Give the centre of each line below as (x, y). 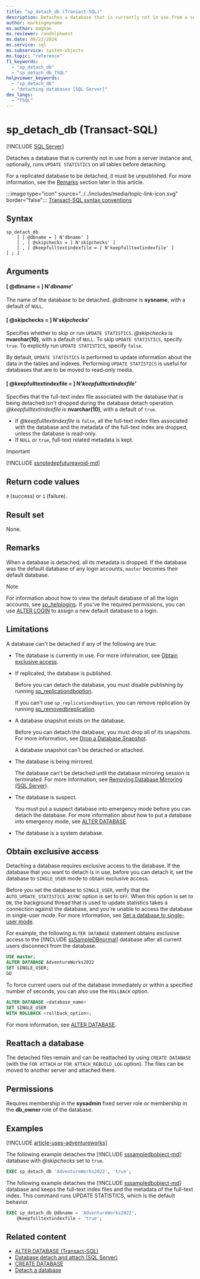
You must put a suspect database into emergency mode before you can (103, 808)
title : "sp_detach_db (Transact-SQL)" (54, 12)
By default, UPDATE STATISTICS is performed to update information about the (99, 357)
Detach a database (38, 1270)
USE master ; (21, 957)
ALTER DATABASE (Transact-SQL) (57, 1251)
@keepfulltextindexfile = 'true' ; (60, 1218)
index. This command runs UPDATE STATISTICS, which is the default (91, 1196)
